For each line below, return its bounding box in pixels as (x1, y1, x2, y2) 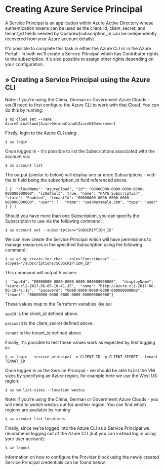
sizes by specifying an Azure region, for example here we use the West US (5, 373, 157, 379)
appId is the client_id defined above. (5, 311, 79, 316)
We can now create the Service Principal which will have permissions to (5, 236, 152, 242)
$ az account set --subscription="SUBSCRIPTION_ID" (5, 228, 114, 233)
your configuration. (5, 61, 44, 67)
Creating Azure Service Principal (5, 3, 143, 15)
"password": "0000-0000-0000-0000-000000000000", (38, 288, 142, 293)
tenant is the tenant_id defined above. (5, 329, 82, 336)
